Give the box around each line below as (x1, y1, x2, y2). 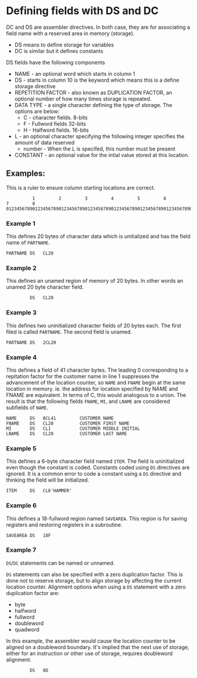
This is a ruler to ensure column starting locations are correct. (6, 184, 155, 191)
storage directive (14, 82, 56, 89)
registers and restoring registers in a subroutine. (6, 521, 123, 528)
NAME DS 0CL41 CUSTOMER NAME (6, 415, 114, 421)
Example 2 (6, 263, 37, 272)
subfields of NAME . (6, 404, 49, 411)
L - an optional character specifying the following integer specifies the (14, 132, 185, 139)
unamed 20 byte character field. (6, 283, 84, 290)
